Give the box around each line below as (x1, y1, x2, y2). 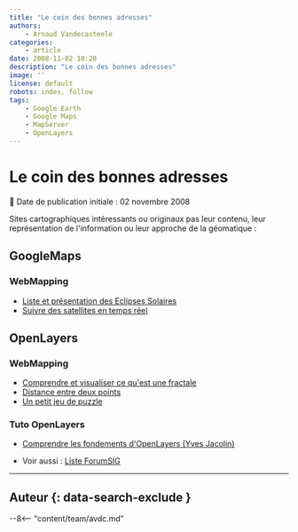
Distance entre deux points (21, 387, 122, 398)
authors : (9, 21, 42, 30)
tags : (9, 95, 29, 105)
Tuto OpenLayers (9, 418, 86, 431)
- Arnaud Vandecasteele (25, 29, 114, 38)
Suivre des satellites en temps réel (21, 305, 148, 315)
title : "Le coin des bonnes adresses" (9, 12, 153, 22)
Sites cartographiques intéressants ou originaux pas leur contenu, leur (9, 213, 266, 224)
